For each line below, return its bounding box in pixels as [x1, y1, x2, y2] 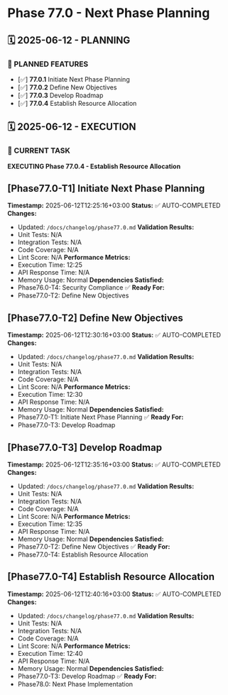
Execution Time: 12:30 [17, 390, 83, 399]
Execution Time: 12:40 [17, 649, 83, 657]
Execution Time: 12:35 [17, 520, 83, 528]
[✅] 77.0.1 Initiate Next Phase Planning [17, 75, 130, 83]
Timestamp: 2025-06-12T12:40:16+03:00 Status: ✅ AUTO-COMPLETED [7, 589, 222, 598]
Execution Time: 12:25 [17, 261, 83, 269]
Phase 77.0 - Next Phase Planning [7, 5, 210, 21]
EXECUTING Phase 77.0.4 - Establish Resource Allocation [7, 162, 181, 170]
